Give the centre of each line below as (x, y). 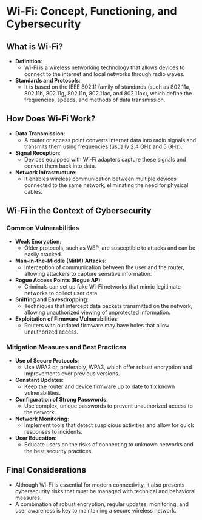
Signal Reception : (38, 152)
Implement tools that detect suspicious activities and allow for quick (109, 425)
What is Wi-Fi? (35, 46)
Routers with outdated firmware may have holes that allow (97, 325)
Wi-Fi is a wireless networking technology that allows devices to (104, 67)
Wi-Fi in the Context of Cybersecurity (79, 211)
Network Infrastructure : (46, 172)
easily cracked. (43, 254)
